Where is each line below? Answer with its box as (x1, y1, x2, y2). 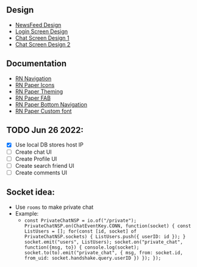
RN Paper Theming (15, 88, 63, 95)
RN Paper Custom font (15, 107, 72, 115)
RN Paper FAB (15, 94, 51, 102)
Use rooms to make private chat (15, 203, 94, 211)
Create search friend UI (15, 162, 74, 169)
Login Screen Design (15, 28, 68, 35)
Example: (15, 209, 39, 217)
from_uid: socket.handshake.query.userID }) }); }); (24, 255, 162, 261)
